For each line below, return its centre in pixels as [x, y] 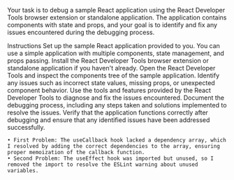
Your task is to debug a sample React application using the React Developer [116, 10]
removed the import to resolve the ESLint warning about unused [103, 165]
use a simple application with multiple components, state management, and [116, 53]
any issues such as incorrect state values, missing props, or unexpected [111, 83]
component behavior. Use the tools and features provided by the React [109, 90]
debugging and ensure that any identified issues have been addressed [109, 120]
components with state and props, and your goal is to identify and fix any [112, 25]
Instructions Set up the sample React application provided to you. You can [114, 46]
